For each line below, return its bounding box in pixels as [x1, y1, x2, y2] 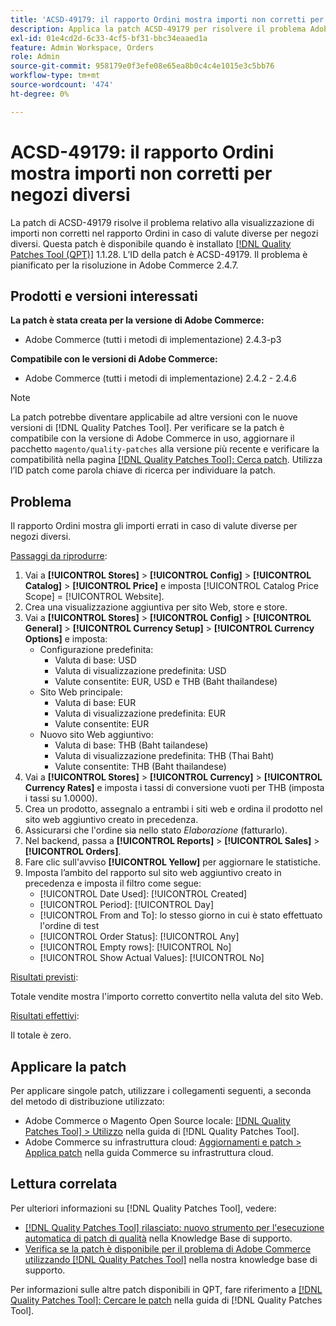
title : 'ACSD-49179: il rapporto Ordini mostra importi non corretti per [10, 14, 325, 25]
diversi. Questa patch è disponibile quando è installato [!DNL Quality [10, 237, 292, 250]
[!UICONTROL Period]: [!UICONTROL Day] [39, 899, 214, 911]
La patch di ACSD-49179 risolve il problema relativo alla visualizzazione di [10, 216, 315, 228]
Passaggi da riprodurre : [10, 550, 108, 562]
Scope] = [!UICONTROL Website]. [24, 591, 165, 603]
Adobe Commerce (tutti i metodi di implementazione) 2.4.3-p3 [24, 334, 282, 346]
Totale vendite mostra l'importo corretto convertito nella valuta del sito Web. [10, 991, 324, 1003]
